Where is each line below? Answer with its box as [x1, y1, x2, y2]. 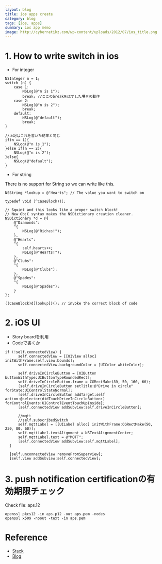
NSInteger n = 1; [5, 76, 40, 81]
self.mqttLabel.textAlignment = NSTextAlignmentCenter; [17, 430, 133, 435]
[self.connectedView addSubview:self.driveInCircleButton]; [17, 405, 142, 410]
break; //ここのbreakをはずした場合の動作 [22, 94, 100, 99]
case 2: [14, 98, 29, 103]
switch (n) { [5, 80, 32, 85]
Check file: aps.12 [5, 502, 40, 508]
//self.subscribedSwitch [17, 418, 68, 423]
